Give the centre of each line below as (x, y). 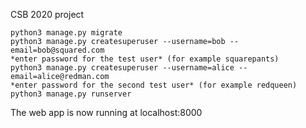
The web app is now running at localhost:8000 (106, 112)
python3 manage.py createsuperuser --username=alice (122, 68)
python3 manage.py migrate (66, 33)
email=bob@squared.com (57, 50)
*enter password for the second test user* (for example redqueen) (154, 85)
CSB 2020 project (47, 14)
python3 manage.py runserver (71, 94)
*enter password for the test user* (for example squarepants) (145, 59)
